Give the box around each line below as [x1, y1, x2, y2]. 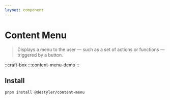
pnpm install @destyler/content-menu [5, 90, 85, 95]
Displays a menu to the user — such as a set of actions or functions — [17, 46, 165, 53]
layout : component [5, 7, 44, 13]
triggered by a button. [17, 52, 63, 58]
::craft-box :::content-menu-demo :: [5, 62, 79, 68]
